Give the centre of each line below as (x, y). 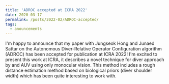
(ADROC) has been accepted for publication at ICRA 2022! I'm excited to (81, 54)
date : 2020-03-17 (24, 15)
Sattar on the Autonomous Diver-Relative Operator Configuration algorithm (83, 49)
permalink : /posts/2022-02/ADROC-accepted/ (52, 19)
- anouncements (26, 29)
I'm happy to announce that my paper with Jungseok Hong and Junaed (80, 43)
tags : (11, 24)
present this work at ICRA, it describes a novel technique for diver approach (85, 60)
